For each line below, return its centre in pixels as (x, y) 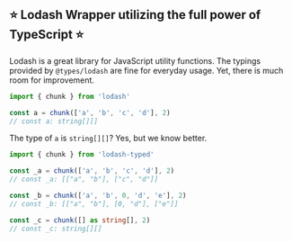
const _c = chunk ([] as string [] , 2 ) (80, 220)
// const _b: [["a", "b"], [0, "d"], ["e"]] (94, 204)
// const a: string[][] (54, 121)
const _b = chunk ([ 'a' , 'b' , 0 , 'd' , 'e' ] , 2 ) (98, 196)
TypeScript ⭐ (47, 35)
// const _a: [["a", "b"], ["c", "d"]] (84, 179)
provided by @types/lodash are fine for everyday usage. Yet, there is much (146, 70)
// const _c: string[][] (56, 229)
